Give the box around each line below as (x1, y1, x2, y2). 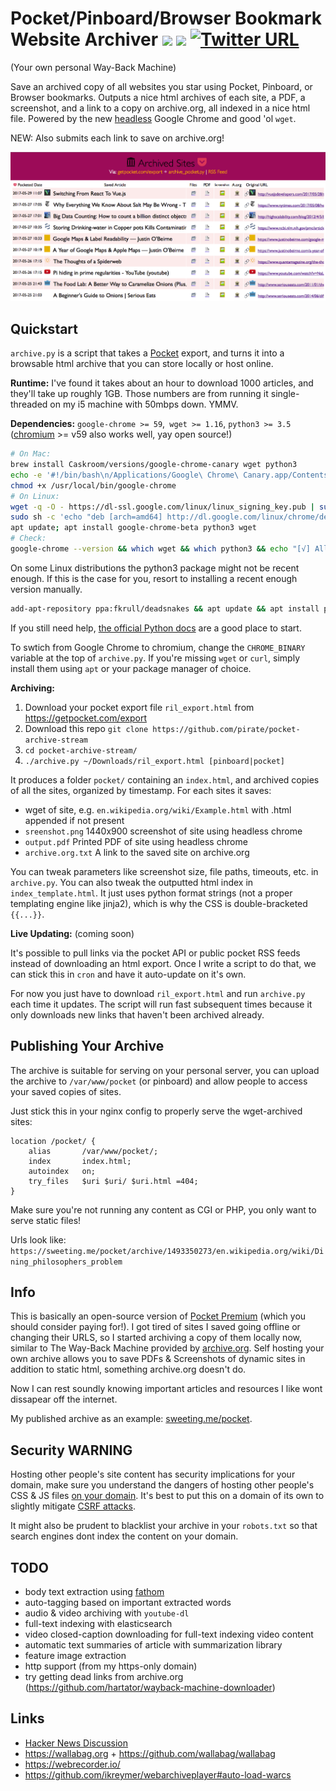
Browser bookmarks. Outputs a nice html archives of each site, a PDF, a (10, 91, 306, 103)
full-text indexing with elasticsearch (24, 1618, 173, 1630)
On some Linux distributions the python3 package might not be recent (10, 562, 300, 574)
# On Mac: (10, 449, 52, 459)
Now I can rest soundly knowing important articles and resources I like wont (10, 1383, 323, 1395)
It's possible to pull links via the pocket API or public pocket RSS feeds (10, 947, 301, 959)
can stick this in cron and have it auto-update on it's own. (10, 968, 247, 980)
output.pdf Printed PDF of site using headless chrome (24, 835, 248, 847)
